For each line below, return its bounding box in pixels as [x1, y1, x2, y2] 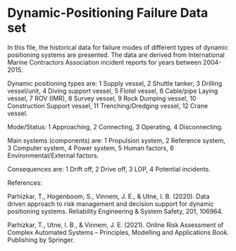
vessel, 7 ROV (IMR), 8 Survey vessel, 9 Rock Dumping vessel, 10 [7, 94, 197, 103]
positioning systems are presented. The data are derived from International [7, 51, 225, 59]
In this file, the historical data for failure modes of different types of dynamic [7, 43, 229, 51]
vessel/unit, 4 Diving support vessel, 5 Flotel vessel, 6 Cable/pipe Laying [7, 86, 218, 95]
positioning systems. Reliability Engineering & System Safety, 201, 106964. [7, 207, 223, 215]
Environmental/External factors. [7, 151, 99, 160]
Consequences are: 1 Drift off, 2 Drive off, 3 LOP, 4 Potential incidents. [7, 165, 211, 173]
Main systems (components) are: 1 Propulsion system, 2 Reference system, [7, 136, 225, 145]
